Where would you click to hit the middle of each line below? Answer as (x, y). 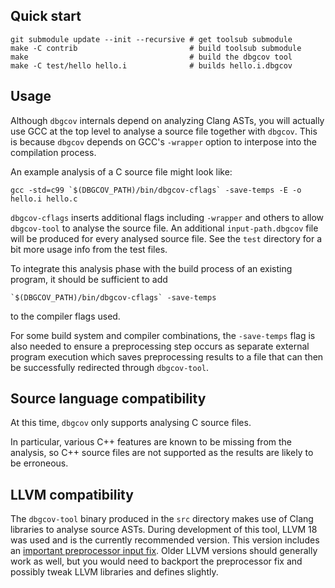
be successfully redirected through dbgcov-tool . (110, 367)
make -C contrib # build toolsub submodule (156, 48)
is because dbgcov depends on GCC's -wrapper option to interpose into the (163, 141)
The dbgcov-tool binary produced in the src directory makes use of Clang (162, 519)
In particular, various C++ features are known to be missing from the (151, 442)
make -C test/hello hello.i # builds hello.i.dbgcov (151, 65)
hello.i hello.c (44, 199)
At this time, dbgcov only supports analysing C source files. (131, 423)
